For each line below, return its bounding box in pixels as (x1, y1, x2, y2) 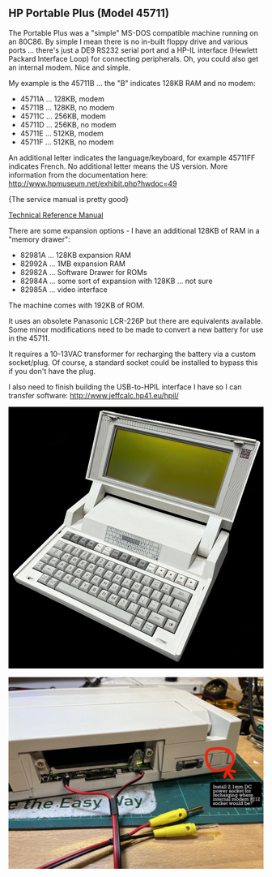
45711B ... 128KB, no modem (19, 102, 115, 112)
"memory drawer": (8, 234, 70, 244)
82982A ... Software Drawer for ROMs (19, 267, 147, 277)
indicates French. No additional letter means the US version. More (8, 161, 228, 171)
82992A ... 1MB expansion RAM (19, 259, 126, 269)
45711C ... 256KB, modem (19, 111, 107, 121)
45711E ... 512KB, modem (19, 128, 104, 138)
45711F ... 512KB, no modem (19, 137, 115, 147)
